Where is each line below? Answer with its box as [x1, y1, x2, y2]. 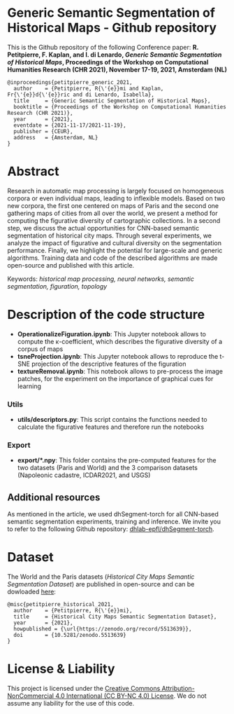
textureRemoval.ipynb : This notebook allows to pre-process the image [17, 366, 224, 376]
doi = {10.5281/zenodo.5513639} [13, 632, 127, 639]
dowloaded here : [7, 587, 56, 596]
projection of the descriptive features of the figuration [31, 359, 187, 368]
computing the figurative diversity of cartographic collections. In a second [7, 216, 221, 225]
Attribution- [161, 685, 196, 693]
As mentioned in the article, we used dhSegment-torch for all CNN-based [7, 510, 219, 519]
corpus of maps [17, 345, 64, 353]
